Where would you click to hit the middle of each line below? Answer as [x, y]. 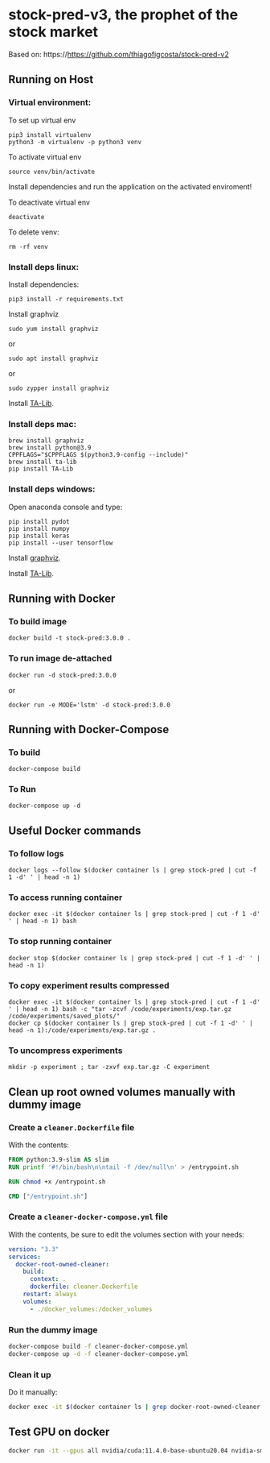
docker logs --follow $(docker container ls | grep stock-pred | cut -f [133, 870]
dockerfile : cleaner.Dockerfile [84, 1287]
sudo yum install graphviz [53, 329]
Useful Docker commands [75, 830]
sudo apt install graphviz [53, 358]
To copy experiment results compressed [89, 985]
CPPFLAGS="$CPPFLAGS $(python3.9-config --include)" [98, 455]
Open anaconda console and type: [65, 507]
